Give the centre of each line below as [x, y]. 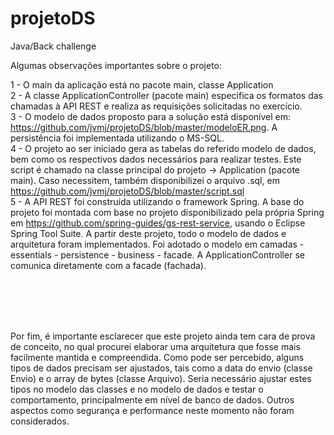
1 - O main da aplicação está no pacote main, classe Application [142, 84]
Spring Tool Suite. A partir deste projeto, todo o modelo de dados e [148, 233]
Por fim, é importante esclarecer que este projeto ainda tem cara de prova [163, 336]
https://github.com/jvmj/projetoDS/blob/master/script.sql [127, 191]
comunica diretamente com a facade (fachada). [108, 265]
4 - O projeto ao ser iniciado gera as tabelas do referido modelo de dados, [163, 148]
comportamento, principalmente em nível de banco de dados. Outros [152, 399]
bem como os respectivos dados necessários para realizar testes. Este [156, 159]
